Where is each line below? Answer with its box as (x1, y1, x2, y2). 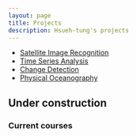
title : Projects (8, 19, 62, 27)
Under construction (8, 96, 107, 109)
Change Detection (19, 65, 79, 74)
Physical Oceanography (19, 73, 98, 83)
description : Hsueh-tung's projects (8, 26, 129, 34)
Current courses (8, 120, 73, 131)
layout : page (8, 11, 51, 20)
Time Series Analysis (19, 56, 89, 66)
